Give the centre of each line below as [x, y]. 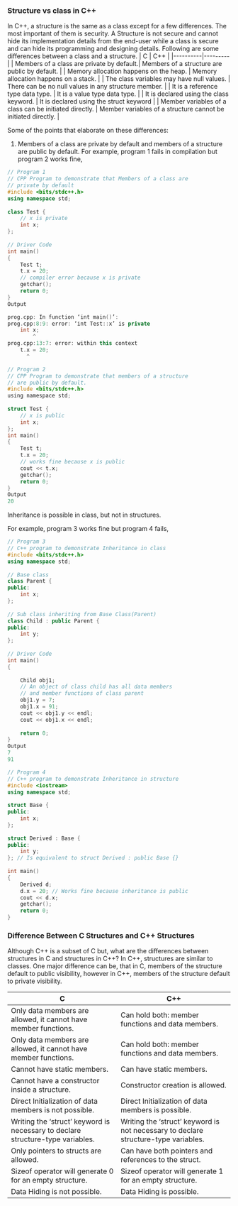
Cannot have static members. [59, 1069]
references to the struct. [160, 1160]
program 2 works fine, [50, 159]
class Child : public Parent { [53, 621]
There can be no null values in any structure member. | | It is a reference [113, 87]
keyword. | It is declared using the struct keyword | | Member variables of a [117, 102]
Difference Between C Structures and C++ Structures [101, 936]
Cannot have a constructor [55, 1081]
